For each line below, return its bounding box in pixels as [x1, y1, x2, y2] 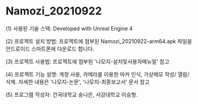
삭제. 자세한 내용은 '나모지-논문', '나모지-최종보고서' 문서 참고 [5, 78, 150, 85]
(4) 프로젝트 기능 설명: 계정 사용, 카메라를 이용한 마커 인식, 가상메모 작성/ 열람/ [5, 70, 190, 78]
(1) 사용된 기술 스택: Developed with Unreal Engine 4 [5, 25, 133, 32]
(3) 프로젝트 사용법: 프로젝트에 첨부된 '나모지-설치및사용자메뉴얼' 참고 [5, 58, 170, 65]
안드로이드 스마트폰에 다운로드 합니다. [5, 45, 94, 52]
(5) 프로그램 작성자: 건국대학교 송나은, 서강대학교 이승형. [5, 91, 138, 98]
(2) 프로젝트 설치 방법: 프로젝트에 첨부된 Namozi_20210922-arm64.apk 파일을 [5, 37, 193, 44]
